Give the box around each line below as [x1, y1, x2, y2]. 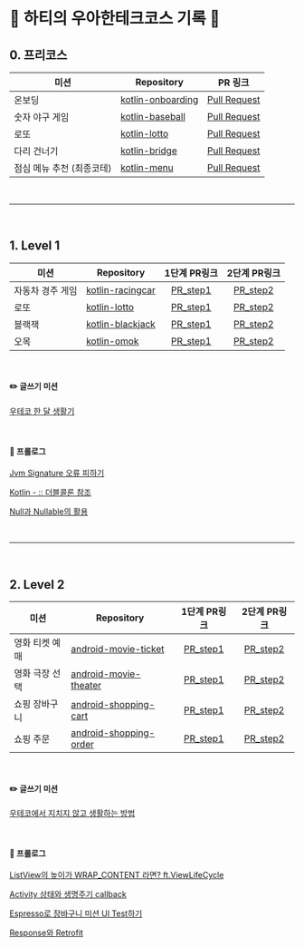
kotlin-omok [85, 335, 139, 347]
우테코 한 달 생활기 [9, 405, 75, 417]
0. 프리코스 [9, 47, 68, 63]
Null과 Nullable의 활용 [9, 506, 89, 517]
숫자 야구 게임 [14, 111, 70, 123]
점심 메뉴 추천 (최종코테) [14, 162, 112, 174]
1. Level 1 [9, 238, 61, 254]
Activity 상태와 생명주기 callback [9, 889, 127, 900]
